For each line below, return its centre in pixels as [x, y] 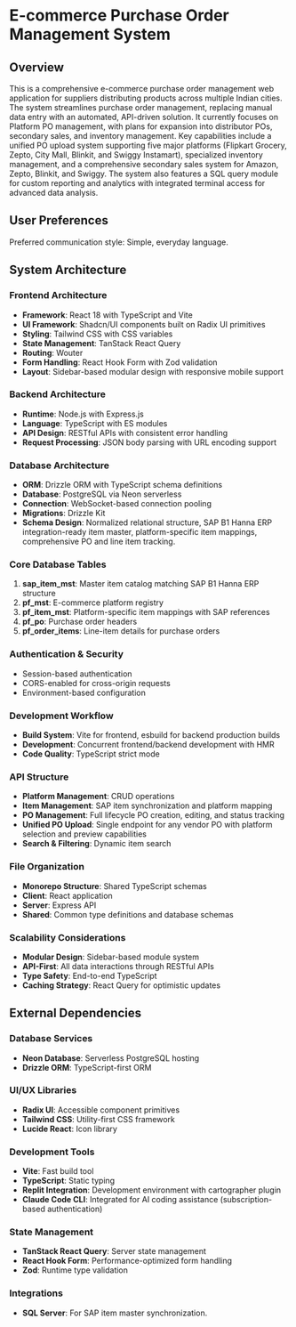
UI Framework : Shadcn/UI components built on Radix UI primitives [144, 324]
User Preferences [59, 220]
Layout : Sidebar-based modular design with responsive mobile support [153, 371]
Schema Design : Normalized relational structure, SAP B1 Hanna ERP [147, 522]
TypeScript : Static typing [68, 1181]
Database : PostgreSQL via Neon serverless [102, 494]
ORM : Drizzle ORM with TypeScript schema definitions [122, 485]
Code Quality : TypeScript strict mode [91, 754]
